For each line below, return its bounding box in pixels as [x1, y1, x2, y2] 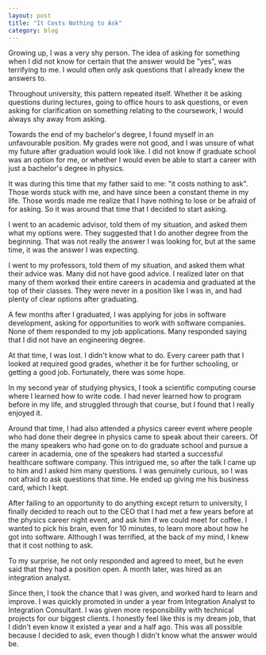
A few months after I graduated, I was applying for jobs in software [8, 310, 226, 319]
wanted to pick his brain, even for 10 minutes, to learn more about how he [8, 524, 249, 533]
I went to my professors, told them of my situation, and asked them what [8, 260, 245, 271]
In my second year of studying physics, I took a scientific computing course [8, 383, 256, 392]
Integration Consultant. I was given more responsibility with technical [8, 606, 234, 615]
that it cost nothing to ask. [8, 540, 94, 550]
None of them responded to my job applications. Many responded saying [8, 327, 248, 337]
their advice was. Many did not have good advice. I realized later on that [8, 269, 245, 279]
